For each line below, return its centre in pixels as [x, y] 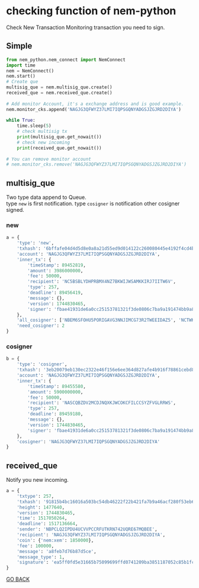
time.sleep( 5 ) [34, 126]
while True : [21, 120]
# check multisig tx [42, 132]
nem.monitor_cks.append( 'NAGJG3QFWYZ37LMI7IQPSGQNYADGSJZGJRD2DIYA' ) [94, 109]
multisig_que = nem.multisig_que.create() [59, 87]
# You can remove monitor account [49, 159]
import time [21, 65]
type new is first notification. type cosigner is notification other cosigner [93, 204]
